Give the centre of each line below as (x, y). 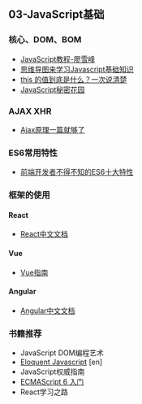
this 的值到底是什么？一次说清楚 (73, 79)
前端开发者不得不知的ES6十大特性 (77, 172)
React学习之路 (44, 392)
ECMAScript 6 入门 (52, 382)
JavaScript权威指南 (52, 371)
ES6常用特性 (33, 153)
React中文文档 (44, 234)
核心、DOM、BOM (45, 40)
